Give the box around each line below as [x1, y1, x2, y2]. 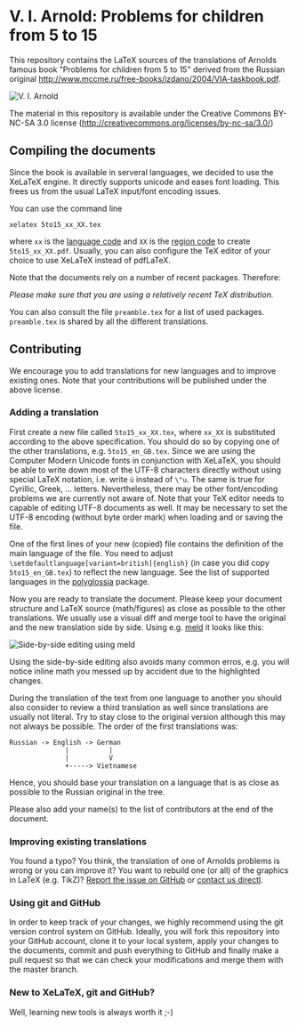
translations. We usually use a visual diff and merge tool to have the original [9, 612, 286, 623]
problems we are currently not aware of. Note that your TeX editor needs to [9, 492, 285, 504]
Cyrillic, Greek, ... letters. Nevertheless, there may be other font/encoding [9, 483, 278, 494]
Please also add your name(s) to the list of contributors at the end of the [9, 804, 274, 814]
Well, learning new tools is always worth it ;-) [9, 1006, 173, 1017]
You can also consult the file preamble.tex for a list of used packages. [9, 306, 265, 317]
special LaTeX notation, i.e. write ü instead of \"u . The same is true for [9, 473, 265, 484]
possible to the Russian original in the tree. [9, 786, 165, 797]
